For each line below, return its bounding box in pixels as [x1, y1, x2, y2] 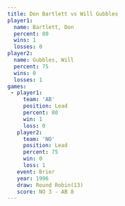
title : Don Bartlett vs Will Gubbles [7, 10, 119, 18]
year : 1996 [16, 175, 49, 182]
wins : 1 [13, 37, 37, 44]
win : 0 [23, 155, 42, 163]
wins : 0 [13, 69, 37, 76]
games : [7, 83, 27, 90]
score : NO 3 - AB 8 [16, 188, 74, 195]
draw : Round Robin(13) [16, 181, 83, 188]
